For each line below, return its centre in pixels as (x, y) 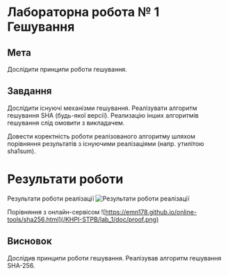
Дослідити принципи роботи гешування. (67, 69)
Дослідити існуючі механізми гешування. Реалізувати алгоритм (102, 108)
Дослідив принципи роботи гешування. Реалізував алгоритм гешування (114, 258)
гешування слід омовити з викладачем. (66, 123)
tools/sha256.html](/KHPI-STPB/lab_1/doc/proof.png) (83, 219)
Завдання (30, 91)
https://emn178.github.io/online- (151, 212)
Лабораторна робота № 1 (83, 12)
